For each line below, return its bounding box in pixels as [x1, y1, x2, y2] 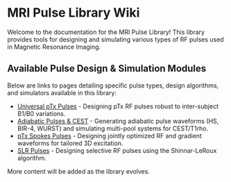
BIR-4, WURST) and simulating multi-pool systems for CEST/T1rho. [17, 124, 209, 133]
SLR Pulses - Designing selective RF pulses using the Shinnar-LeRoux [17, 146, 217, 154]
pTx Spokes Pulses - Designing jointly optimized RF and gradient [17, 131, 203, 140]
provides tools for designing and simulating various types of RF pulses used [7, 35, 224, 43]
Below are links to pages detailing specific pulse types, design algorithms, [7, 81, 219, 90]
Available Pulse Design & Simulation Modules [7, 63, 207, 74]
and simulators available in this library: [7, 88, 117, 97]
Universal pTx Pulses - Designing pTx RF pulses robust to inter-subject [17, 102, 219, 110]
